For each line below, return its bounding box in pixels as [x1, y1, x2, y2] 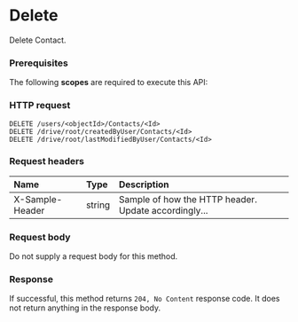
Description [118, 178, 170, 191]
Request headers [9, 155, 85, 168]
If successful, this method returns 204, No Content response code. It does [9, 294, 280, 304]
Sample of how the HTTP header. [118, 192, 257, 205]
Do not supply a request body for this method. [9, 251, 178, 262]
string [85, 199, 111, 211]
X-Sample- [13, 192, 63, 205]
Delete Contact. [9, 35, 67, 45]
